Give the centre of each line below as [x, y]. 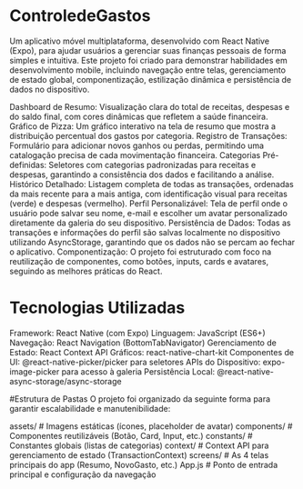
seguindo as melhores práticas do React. [86, 271]
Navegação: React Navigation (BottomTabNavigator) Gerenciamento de [143, 343]
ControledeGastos [80, 16]
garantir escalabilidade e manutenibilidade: [90, 408]
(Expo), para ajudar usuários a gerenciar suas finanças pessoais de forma [148, 50]
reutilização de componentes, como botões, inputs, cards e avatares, [139, 261]
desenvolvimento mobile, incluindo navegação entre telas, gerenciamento [148, 70]
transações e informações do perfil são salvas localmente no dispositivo [145, 232]
